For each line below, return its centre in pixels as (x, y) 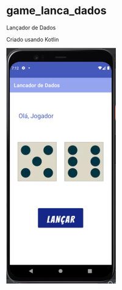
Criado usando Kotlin (33, 39)
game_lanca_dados (56, 11)
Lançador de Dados (31, 28)
